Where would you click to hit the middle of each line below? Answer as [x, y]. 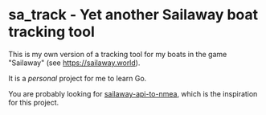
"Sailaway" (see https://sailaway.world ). [74, 63]
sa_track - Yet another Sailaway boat [133, 15]
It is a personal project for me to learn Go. [78, 78]
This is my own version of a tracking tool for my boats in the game [118, 54]
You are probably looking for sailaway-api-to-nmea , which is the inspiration [133, 93]
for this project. [34, 102]
